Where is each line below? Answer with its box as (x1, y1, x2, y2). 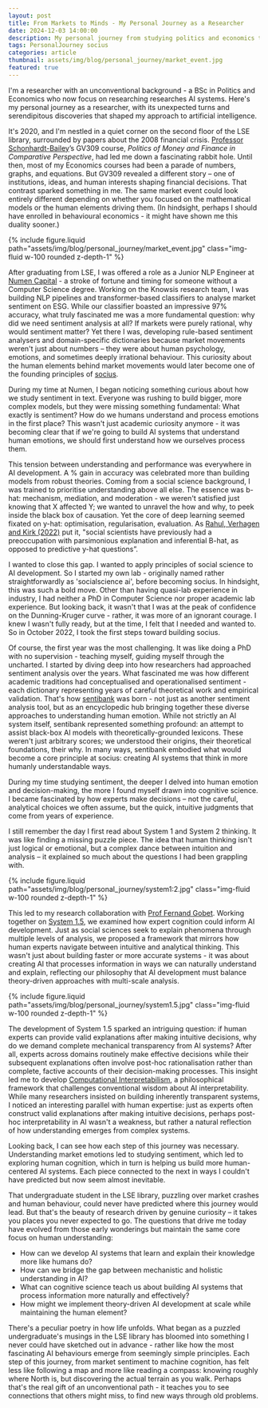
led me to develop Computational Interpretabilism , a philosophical (8, 1075, 224, 1084)
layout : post (8, 11, 52, 20)
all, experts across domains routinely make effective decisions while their (8, 1049, 249, 1059)
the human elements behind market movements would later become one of (8, 361, 255, 370)
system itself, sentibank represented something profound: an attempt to (8, 719, 244, 728)
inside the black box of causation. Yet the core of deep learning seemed (8, 510, 246, 519)
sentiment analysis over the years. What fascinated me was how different (8, 668, 250, 678)
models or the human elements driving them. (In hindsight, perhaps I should (8, 203, 258, 212)
